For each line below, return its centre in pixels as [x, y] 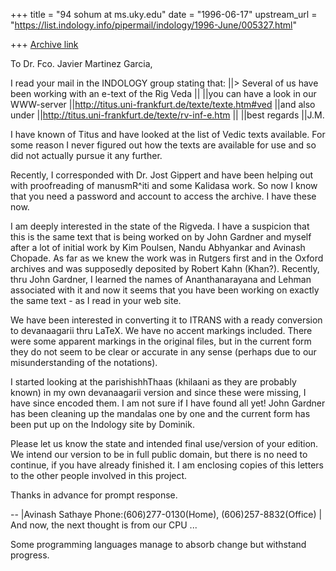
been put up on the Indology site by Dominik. [102, 424]
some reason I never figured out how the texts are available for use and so [163, 145]
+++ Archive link [44, 44]
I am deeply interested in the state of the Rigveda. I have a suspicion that [160, 226]
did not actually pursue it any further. [86, 155]
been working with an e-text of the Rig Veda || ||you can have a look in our [163, 93]
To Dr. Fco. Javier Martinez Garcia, [81, 63]
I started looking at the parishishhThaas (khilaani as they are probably [153, 382]
